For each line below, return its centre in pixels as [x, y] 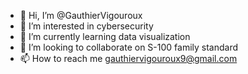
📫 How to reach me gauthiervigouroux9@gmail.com [128, 58]
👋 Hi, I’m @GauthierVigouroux [81, 15]
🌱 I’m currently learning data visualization [105, 36]
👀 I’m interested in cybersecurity [86, 26]
